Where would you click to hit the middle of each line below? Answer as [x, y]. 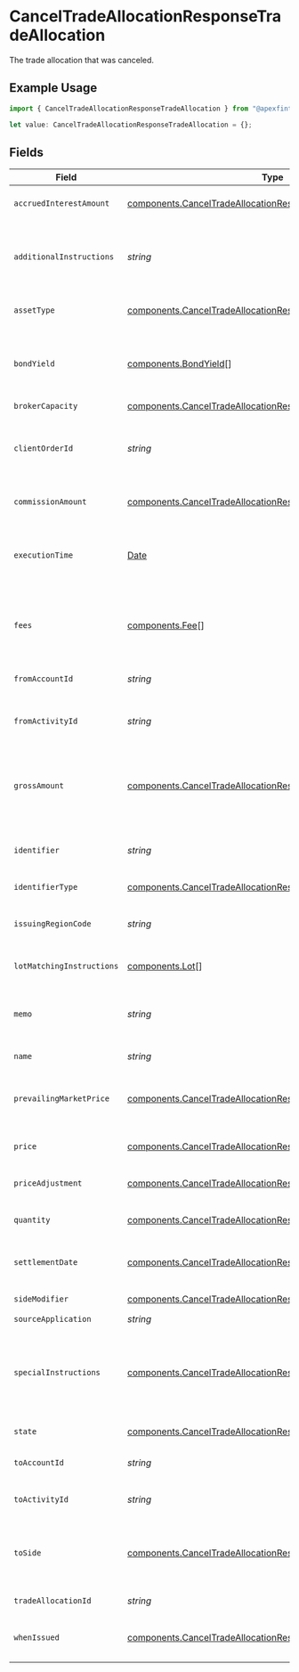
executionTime [44, 555]
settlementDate [46, 1263]
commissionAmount [50, 502]
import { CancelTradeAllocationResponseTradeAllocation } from [129, 109]
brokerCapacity [46, 406]
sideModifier [41, 1299]
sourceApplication [53, 1319]
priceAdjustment [48, 1183]
